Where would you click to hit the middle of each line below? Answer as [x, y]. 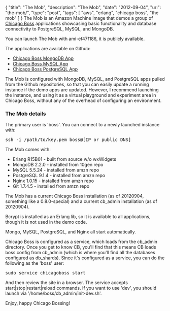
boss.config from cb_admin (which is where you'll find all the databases [80, 253]
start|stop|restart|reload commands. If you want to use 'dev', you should [81, 288]
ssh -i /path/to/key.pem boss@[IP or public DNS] [68, 140]
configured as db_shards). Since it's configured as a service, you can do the [85, 258]
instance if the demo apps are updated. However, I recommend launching [82, 90]
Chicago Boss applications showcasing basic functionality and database [81, 23]
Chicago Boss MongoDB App [43, 58]
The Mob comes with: [28, 150]
